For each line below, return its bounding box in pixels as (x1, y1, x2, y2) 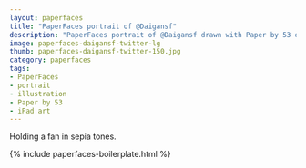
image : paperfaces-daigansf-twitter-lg (9, 38, 161, 48)
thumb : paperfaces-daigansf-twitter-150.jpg (9, 47, 181, 56)
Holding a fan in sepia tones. (9, 131, 117, 142)
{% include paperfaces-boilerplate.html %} (9, 149, 171, 160)
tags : (9, 64, 30, 74)
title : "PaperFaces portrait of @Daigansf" (9, 22, 178, 31)
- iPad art (9, 106, 51, 115)
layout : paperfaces (9, 13, 84, 23)
